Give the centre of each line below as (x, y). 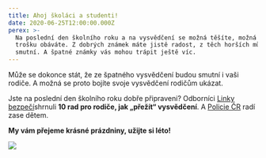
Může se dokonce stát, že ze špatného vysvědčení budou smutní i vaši (123, 75)
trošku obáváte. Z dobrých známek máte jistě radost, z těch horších (132, 45)
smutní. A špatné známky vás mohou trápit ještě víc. (106, 52)
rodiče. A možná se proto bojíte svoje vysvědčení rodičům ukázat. (116, 83)
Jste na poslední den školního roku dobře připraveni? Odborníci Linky (122, 98)
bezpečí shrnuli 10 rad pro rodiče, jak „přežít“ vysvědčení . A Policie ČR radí (132, 107)
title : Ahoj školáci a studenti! (63, 15)
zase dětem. (28, 115)
